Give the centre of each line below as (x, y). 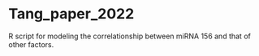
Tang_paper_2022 (71, 14)
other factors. (31, 44)
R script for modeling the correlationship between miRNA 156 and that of (130, 36)
